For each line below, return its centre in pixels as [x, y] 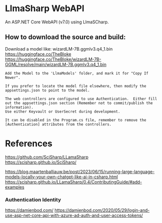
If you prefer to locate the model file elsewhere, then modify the [76, 86]
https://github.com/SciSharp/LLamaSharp [47, 157]
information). [19, 107]
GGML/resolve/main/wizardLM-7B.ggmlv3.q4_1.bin [56, 64]
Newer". [13, 77]
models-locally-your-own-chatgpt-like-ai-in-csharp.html [61, 177]
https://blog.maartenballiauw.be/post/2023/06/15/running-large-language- [80, 172]
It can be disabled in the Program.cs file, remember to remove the [76, 120]
